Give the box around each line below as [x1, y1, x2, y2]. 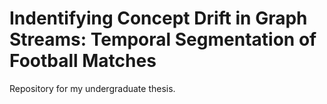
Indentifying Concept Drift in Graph [9, 7, 308, 30]
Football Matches [9, 50, 157, 72]
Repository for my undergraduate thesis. [9, 82, 176, 94]
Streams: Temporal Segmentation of [9, 28, 317, 51]
